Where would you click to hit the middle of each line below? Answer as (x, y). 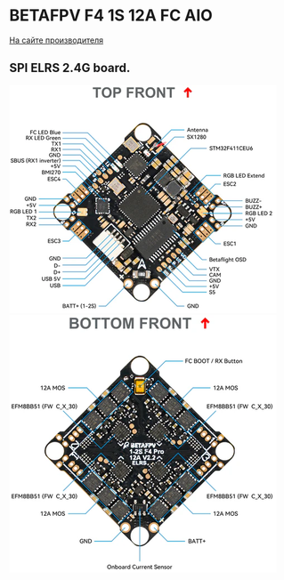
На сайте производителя (57, 40)
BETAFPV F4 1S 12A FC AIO (111, 16)
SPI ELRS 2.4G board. (70, 68)
